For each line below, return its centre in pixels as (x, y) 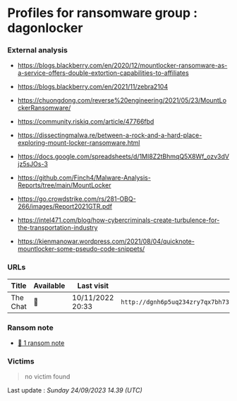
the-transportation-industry (57, 228)
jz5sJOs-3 (32, 164)
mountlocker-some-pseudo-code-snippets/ (81, 249)
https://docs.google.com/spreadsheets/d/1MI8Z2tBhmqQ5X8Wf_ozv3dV (123, 156)
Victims (21, 361)
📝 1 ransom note (41, 343)
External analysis (38, 50)
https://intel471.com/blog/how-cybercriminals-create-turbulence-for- (119, 220)
